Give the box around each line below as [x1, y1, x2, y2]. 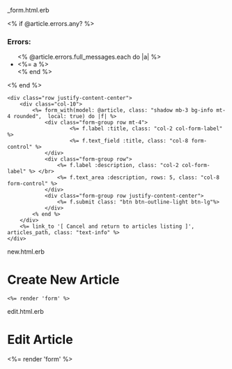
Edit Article [7, 332, 73, 348]
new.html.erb [7, 247, 45, 256]
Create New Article [7, 272, 120, 288]
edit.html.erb [7, 307, 44, 316]
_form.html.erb [7, 6, 50, 14]
